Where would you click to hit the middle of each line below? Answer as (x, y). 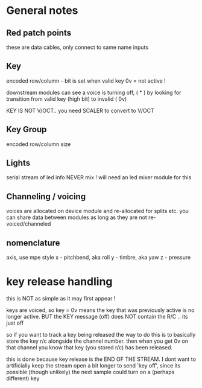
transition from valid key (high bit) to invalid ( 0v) (67, 99)
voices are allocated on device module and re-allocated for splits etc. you (97, 211)
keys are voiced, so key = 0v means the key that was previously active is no (100, 310)
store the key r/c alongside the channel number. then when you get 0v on (97, 341)
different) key (23, 378)
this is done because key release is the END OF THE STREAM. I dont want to (101, 359)
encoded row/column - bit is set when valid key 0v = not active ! (86, 81)
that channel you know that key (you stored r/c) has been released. (90, 347)
